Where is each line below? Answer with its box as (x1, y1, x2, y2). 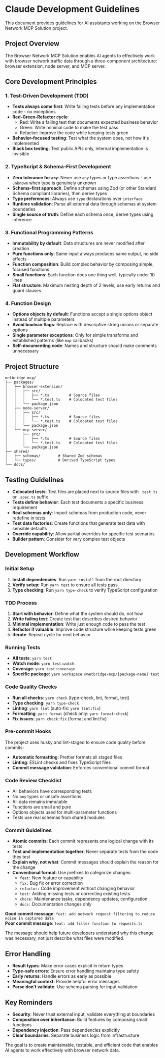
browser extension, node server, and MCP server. (5, 63, 106, 69)
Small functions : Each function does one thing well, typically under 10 (12, 272, 155, 278)
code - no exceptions (12, 109, 56, 115)
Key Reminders (5, 998, 53, 1007)
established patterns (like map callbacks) (12, 338, 94, 344)
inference (12, 216, 32, 222)
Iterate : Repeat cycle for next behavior (12, 631, 91, 637)
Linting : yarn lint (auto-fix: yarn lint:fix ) (12, 705, 101, 711)
